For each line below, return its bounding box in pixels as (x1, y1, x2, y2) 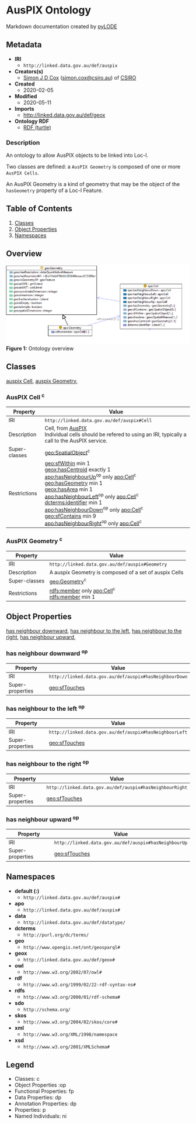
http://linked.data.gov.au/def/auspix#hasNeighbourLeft (48, 729, 188, 735)
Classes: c (14, 1075, 40, 1082)
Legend (6, 1060, 34, 1070)
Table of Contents (6, 204, 73, 214)
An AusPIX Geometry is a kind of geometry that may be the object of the (6, 181, 180, 188)
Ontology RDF (14, 118, 50, 125)
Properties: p (14, 1106, 46, 1113)
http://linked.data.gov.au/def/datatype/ (23, 920, 125, 926)
